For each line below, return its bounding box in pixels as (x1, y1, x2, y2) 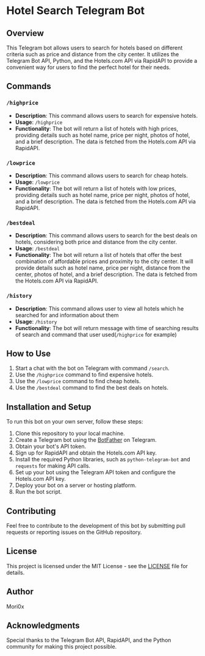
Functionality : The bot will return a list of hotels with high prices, (15, 124, 179, 132)
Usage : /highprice (15, 118, 63, 126)
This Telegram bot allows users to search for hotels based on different (6, 44, 183, 51)
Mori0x (6, 602, 24, 610)
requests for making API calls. (15, 462, 90, 470)
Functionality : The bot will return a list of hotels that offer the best (15, 251, 182, 259)
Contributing (6, 506, 56, 516)
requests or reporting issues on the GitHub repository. (6, 528, 142, 536)
